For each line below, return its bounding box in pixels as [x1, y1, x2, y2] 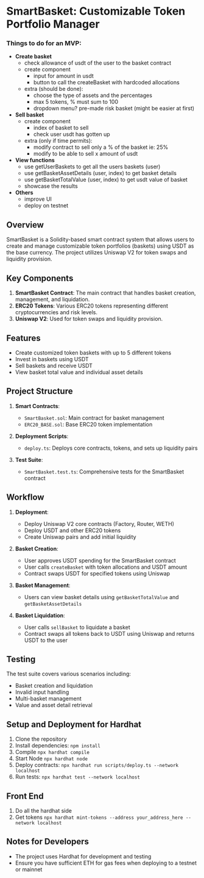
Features [6, 333, 41, 343]
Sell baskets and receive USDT [15, 362, 93, 369]
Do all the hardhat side [15, 807, 72, 814]
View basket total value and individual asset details [15, 368, 143, 376]
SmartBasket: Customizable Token [6, 4, 186, 18]
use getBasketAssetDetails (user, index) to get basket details [24, 170, 177, 177]
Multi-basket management [15, 695, 82, 702]
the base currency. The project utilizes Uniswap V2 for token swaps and [6, 249, 188, 256]
